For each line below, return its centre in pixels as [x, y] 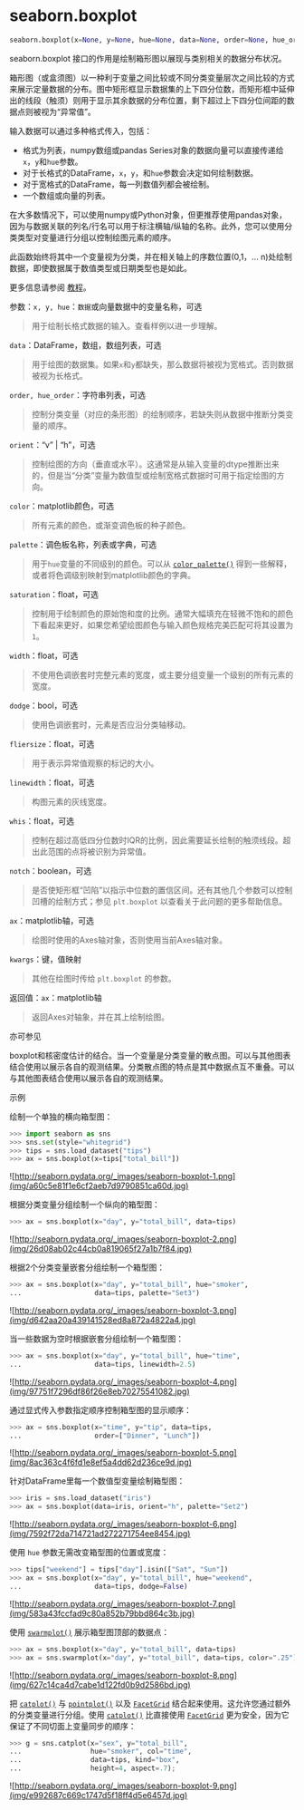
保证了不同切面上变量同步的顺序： [73, 1726]
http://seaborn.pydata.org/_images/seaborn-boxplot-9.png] [126, 1786]
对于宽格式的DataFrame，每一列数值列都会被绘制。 [118, 184]
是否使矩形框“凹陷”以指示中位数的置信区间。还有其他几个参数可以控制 [162, 890]
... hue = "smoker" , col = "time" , [101, 1752]
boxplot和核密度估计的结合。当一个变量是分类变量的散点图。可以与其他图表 [150, 1055]
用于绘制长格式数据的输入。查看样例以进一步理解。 [127, 325]
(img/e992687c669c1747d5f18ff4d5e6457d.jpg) [99, 1795]
